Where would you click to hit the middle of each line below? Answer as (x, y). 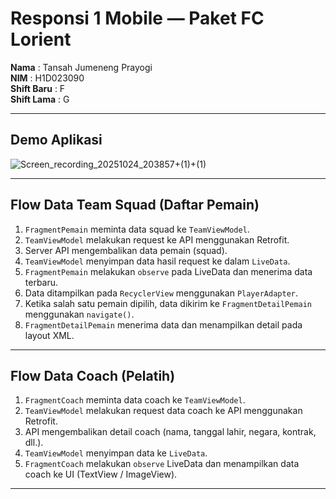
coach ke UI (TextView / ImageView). (101, 474)
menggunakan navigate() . (79, 314)
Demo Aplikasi (56, 140)
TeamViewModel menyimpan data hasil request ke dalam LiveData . (157, 261)
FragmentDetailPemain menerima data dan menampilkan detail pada (163, 324)
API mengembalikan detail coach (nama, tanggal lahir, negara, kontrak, (170, 432)
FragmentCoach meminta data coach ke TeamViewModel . (135, 400)
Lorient (41, 39)
